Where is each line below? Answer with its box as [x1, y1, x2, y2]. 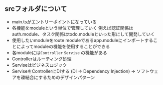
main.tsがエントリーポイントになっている [11, 19, 97, 25]
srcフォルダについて [4, 4, 67, 13]
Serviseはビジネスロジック [11, 62, 67, 68]
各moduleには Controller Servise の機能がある [11, 49, 108, 55]
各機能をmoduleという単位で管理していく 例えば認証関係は [11, 25, 134, 31]
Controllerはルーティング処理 [11, 56, 72, 62]
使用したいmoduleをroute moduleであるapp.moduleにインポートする [11, 37, 154, 43]
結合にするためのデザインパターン [25, 74, 95, 80]
